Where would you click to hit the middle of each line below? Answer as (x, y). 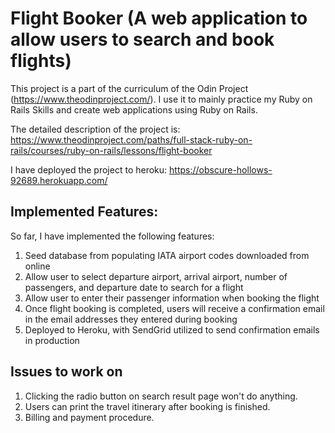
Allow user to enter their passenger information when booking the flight (172, 298)
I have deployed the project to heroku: (89, 169)
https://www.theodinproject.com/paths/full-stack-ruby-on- (131, 139)
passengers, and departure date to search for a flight (134, 287)
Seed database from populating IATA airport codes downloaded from (167, 255)
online (37, 266)
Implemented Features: (84, 212)
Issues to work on (66, 372)
